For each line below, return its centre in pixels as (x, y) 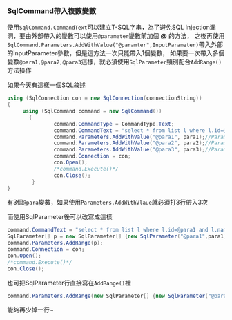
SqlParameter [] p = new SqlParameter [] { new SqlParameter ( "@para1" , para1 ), (118, 236)
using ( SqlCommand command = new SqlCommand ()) (92, 111)
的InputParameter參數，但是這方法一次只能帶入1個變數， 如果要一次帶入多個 (116, 53)
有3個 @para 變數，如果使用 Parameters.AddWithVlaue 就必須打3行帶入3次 (108, 203)
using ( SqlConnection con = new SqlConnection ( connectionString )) (105, 98)
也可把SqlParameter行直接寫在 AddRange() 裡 (69, 283)
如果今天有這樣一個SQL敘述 (47, 85)
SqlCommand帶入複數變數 (52, 10)
